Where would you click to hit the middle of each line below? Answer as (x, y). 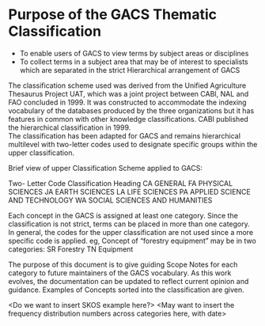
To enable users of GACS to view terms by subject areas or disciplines (134, 53)
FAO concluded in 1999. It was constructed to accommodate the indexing (127, 102)
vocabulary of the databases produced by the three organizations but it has (131, 110)
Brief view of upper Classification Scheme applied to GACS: (106, 168)
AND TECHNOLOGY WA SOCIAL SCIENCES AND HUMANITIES (110, 200)
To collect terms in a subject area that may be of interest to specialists (134, 62)
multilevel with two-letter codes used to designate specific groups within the (133, 144)
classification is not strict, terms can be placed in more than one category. (129, 224)
